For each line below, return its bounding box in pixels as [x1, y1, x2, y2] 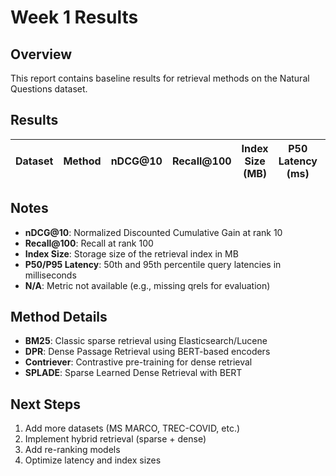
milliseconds [24, 269, 77, 281]
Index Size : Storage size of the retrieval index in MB [24, 247, 239, 260]
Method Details [10, 309, 108, 326]
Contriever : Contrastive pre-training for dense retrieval [24, 356, 253, 368]
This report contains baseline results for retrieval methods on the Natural [10, 72, 310, 84]
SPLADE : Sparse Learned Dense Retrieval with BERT [24, 367, 243, 379]
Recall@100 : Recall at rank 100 [24, 237, 154, 249]
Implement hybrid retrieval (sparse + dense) [24, 433, 207, 445]
